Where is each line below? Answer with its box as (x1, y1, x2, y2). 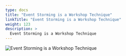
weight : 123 (5, 21, 30, 27)
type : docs (5, 7, 28, 13)
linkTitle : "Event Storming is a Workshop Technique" (5, 17, 122, 22)
